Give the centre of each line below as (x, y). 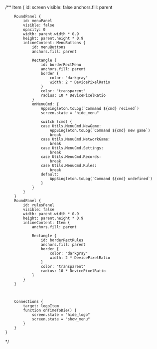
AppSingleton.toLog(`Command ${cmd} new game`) (100, 130)
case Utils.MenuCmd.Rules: (69, 165)
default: (50, 174)
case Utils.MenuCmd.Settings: (72, 148)
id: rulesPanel (39, 205)
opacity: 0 (34, 30)
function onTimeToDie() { (50, 310)
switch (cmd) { (56, 122)
